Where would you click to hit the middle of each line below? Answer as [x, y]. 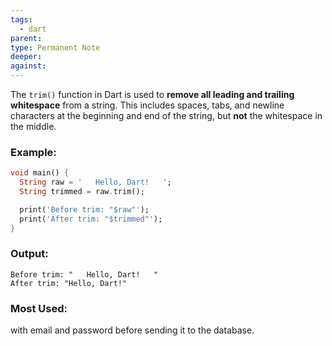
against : [28, 66]
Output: [29, 254]
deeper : [26, 57]
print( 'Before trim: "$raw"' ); [84, 209]
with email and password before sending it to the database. [132, 330]
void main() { [40, 173]
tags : [21, 19]
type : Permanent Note [55, 47]
